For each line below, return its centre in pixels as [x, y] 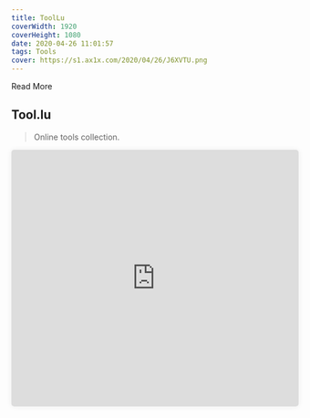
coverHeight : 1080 [46, 35]
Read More [32, 86]
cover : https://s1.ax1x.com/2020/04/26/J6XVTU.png [109, 60]
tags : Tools [34, 52]
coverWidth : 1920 [44, 26]
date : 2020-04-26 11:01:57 [62, 43]
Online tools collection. [77, 137]
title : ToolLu [38, 18]
